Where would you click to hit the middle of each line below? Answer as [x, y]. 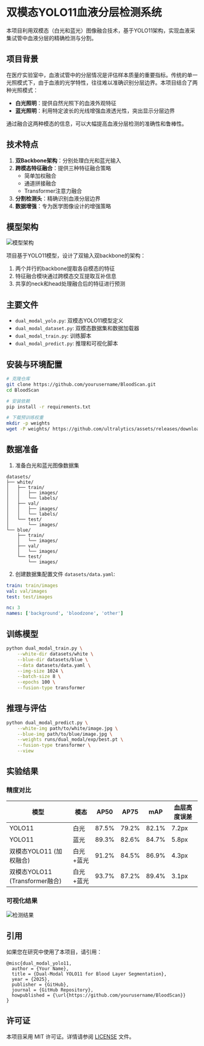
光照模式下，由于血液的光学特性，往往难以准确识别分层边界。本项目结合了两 [102, 82]
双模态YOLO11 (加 [36, 851]
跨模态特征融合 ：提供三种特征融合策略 [63, 168]
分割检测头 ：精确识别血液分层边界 [58, 198]
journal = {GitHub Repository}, [53, 990]
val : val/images [27, 591]
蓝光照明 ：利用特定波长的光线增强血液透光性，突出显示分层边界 [95, 111]
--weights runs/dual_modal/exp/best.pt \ [70, 739]
